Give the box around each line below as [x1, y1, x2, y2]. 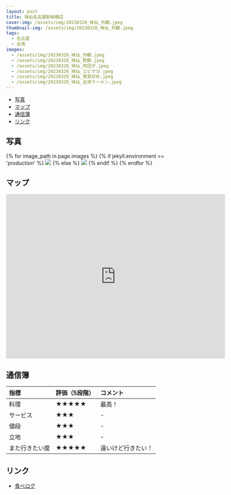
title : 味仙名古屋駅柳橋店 [6, 14, 64, 20]
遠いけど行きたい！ [100, 444, 153, 452]
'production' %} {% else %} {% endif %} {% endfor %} [6, 159, 153, 167]
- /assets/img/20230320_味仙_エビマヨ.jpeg [11, 68, 114, 74]
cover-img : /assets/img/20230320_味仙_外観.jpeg [6, 19, 123, 25]
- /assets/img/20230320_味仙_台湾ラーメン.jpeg [11, 79, 122, 85]
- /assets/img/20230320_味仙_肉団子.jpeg [11, 63, 109, 69]
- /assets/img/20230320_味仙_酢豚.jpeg [11, 57, 105, 63]
